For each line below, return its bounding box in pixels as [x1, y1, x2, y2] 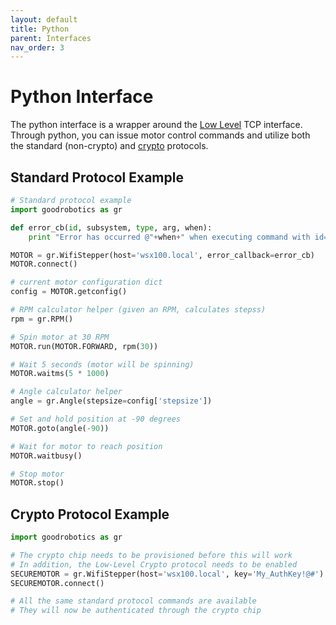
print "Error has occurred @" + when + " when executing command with [28, 232, 311, 242]
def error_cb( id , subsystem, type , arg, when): [10, 222, 213, 233]
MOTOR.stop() [10, 478, 65, 488]
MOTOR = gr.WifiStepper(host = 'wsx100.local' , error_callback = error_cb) [10, 250, 315, 260]
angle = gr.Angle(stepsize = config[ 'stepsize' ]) [10, 396, 213, 406]
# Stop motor [10, 469, 65, 479]
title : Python [10, 24, 70, 34]
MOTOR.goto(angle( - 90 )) [10, 423, 110, 433]
